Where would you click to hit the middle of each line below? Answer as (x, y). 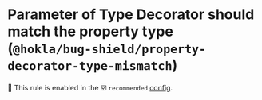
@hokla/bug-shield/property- (109, 50)
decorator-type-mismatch (90, 66)
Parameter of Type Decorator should (131, 15)
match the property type (90, 31)
